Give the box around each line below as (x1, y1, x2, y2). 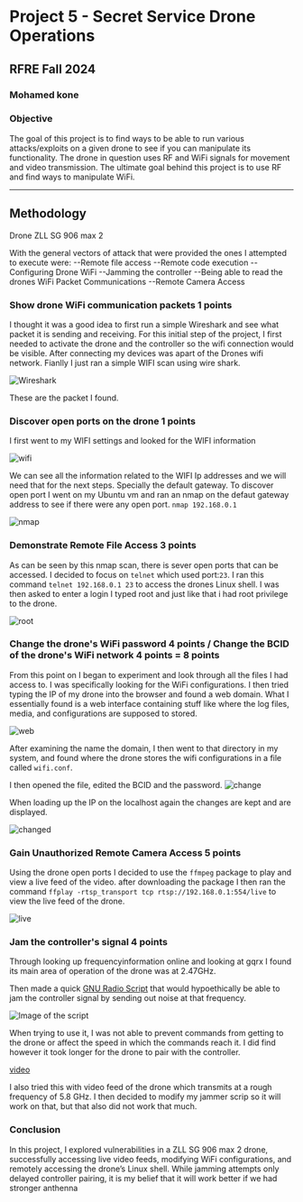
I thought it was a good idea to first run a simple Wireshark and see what (9, 318, 280, 330)
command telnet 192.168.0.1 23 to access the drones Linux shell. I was (9, 579, 280, 590)
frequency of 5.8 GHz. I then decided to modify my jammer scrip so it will (9, 1091, 281, 1102)
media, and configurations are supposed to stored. (9, 708, 198, 719)
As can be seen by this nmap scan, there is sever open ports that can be (9, 559, 279, 570)
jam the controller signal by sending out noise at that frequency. (9, 993, 246, 1004)
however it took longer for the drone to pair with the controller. (9, 1047, 241, 1058)
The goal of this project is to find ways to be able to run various (9, 133, 245, 143)
